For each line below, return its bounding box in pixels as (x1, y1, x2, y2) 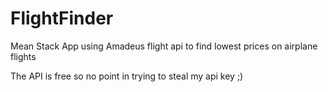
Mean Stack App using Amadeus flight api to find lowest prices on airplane (10, 40, 318, 52)
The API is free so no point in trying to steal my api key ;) (10, 70, 244, 82)
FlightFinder (10, 7, 114, 30)
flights (10, 50, 37, 62)
